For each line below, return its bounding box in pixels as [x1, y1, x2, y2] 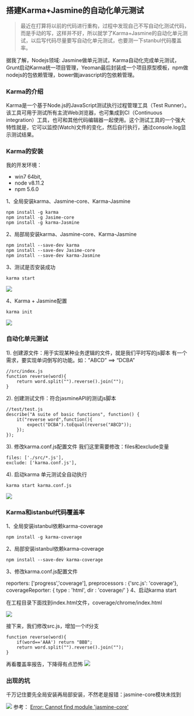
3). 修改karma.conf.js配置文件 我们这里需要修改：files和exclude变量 [6, 443, 169, 450]
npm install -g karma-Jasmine [6, 220, 80, 226]
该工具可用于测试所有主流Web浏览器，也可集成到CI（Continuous [6, 109, 162, 116]
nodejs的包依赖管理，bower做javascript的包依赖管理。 [6, 71, 138, 78]
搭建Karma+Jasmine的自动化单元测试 [6, 5, 144, 16]
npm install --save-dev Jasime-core [6, 248, 95, 254]
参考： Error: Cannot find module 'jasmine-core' [13, 704, 129, 711]
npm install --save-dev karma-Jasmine [6, 253, 101, 259]
